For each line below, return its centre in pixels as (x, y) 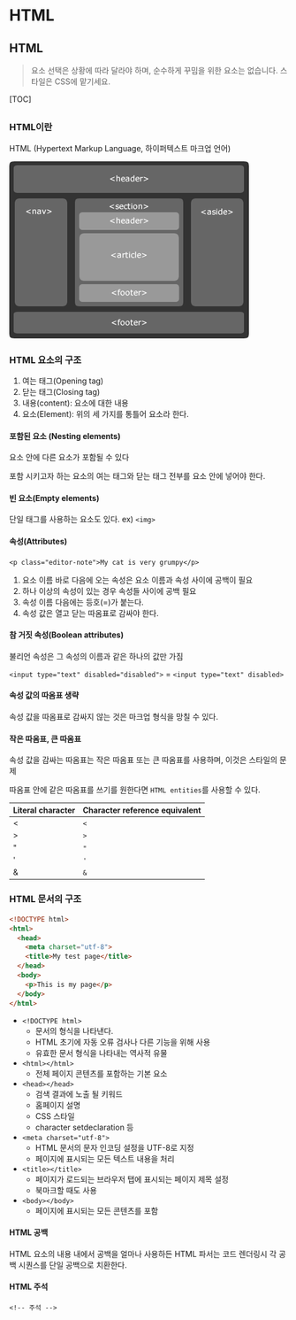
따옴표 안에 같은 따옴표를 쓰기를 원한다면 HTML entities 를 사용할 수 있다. (135, 790)
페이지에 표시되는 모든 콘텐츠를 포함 (97, 1210)
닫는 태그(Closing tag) (61, 392)
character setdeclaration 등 (84, 1127)
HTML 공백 (29, 1232)
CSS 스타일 (55, 1115)
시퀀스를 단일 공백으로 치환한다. (72, 1265)
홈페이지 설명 (58, 1105)
